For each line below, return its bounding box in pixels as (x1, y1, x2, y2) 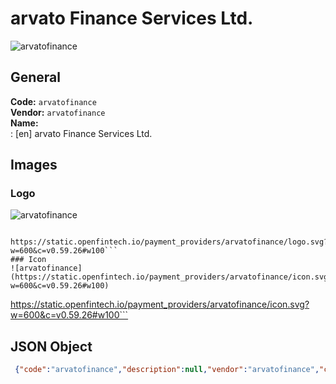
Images (10, 157, 58, 174)
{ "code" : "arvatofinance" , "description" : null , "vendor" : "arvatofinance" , (14, 365, 320, 375)
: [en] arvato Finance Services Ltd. (10, 127, 153, 139)
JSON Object (10, 338, 93, 355)
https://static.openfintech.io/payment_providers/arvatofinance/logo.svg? (10, 237, 329, 247)
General (10, 69, 62, 86)
